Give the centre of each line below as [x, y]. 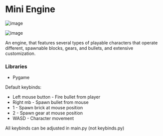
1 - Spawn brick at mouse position [48, 108]
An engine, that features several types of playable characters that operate [81, 43]
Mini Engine [30, 9]
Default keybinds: [23, 87]
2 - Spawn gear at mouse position [48, 113]
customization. [21, 53]
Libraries [16, 66]
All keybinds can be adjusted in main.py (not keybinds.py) [65, 128]
